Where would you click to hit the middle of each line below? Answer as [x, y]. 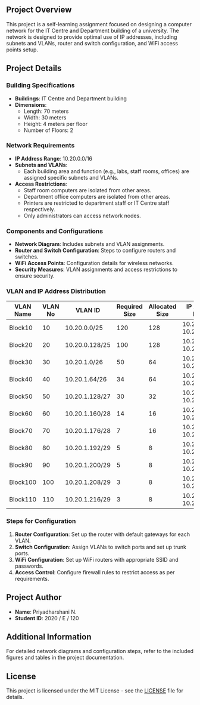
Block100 [23, 482]
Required [129, 307]
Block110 [23, 500]
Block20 [21, 345]
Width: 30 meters [45, 117]
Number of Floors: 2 [48, 130]
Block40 [21, 380]
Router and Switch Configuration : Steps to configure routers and [95, 251]
